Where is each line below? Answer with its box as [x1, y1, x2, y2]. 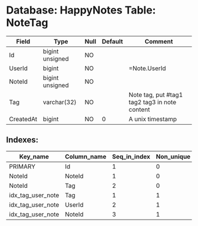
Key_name [19, 152, 49, 161]
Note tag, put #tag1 [128, 91, 183, 99]
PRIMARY [9, 162, 36, 171]
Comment [144, 37, 173, 45]
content [128, 105, 150, 114]
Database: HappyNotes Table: [6, 4, 156, 17]
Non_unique [156, 152, 191, 161]
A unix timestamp [128, 115, 177, 123]
